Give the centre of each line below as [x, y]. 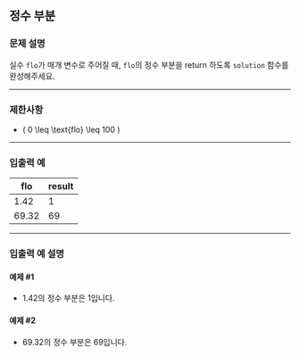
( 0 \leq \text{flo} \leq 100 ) [71, 129]
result [61, 186]
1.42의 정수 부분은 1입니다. [68, 298]
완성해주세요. [32, 76]
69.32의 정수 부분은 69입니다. [75, 342]
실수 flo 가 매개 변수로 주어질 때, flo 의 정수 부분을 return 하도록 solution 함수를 [149, 64]
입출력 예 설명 [37, 254]
